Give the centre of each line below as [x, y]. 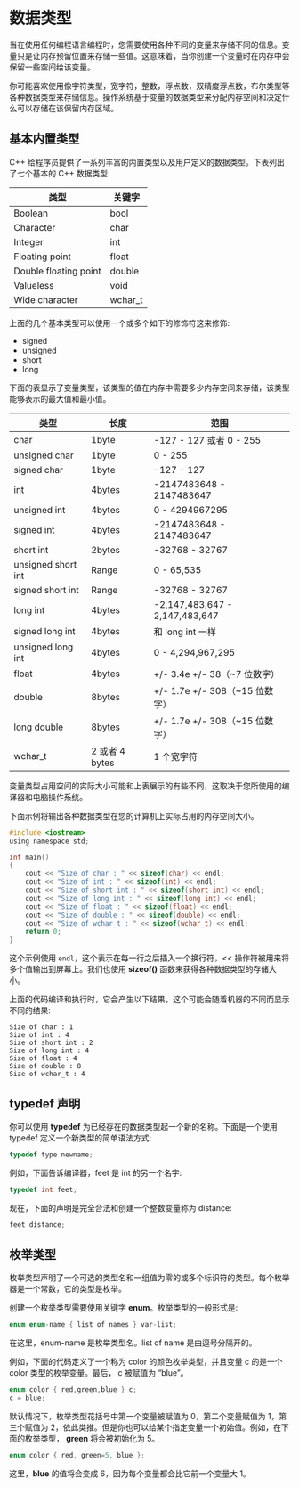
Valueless [34, 285]
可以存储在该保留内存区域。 [67, 108]
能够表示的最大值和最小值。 [60, 398]
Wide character [46, 299]
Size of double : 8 [45, 1066]
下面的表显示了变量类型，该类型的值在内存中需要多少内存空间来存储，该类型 [149, 388]
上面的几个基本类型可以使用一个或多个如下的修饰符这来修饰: [120, 323]
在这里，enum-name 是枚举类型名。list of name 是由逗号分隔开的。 [133, 1343]
